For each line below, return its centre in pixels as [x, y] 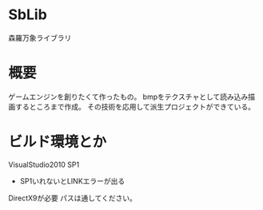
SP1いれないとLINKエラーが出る [72, 180]
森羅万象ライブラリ [40, 38]
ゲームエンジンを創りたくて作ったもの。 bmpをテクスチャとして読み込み [128, 97]
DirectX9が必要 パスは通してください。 [73, 198]
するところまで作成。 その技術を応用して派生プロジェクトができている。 [135, 106]
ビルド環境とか [58, 142]
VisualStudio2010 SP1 [44, 164]
